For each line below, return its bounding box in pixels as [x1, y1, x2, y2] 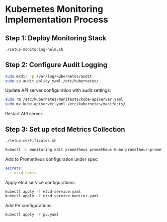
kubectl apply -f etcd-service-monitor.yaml [5, 194, 99, 199]
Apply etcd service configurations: [5, 179, 76, 185]
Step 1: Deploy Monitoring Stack [5, 34, 107, 42]
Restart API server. [5, 111, 44, 117]
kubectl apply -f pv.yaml [5, 212, 59, 217]
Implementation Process [5, 14, 108, 25]
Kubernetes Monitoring [5, 3, 103, 15]
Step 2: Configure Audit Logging [5, 61, 108, 69]
